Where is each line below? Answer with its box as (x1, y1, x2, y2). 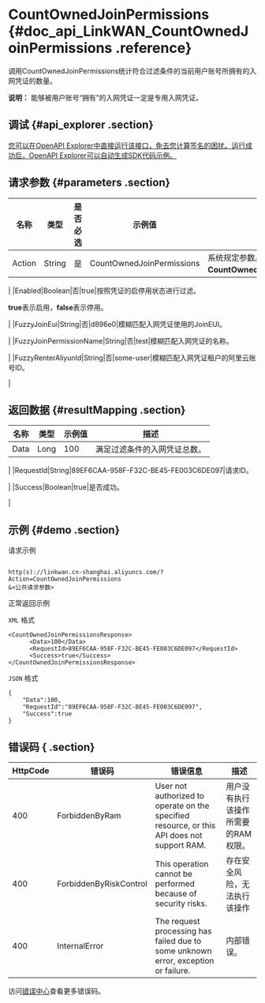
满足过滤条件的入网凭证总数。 (95, 444, 207, 455)
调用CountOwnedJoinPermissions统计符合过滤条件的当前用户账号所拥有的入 (8, 66, 257, 76)
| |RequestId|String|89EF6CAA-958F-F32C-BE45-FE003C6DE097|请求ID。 (8, 466, 254, 475)
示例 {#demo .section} (8, 523, 121, 536)
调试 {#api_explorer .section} (8, 118, 154, 132)
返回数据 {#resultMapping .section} (8, 403, 186, 416)
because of (155, 888, 197, 899)
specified (155, 810, 190, 821)
